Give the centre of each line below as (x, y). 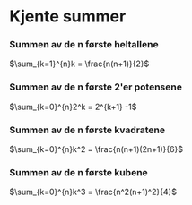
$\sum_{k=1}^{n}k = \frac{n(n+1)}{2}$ (79, 64)
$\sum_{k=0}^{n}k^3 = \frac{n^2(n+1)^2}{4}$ (93, 192)
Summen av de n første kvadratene (87, 130)
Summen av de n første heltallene (84, 45)
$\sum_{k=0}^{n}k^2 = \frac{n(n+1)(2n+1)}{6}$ (96, 149)
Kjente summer (68, 17)
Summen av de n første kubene (79, 172)
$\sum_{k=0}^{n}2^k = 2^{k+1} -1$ (73, 107)
